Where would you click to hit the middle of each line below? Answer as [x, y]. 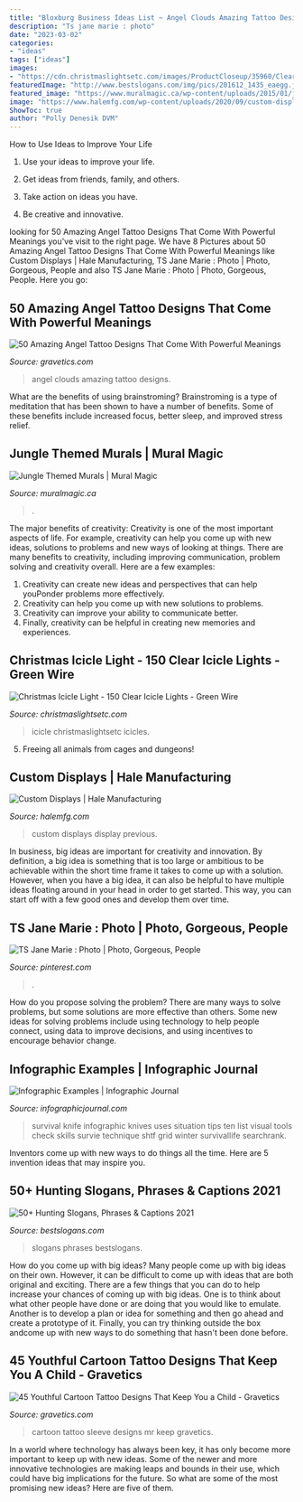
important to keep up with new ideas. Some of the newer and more [133, 1459]
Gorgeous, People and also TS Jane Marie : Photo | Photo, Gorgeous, [138, 270]
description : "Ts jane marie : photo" [82, 26]
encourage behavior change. [63, 1041]
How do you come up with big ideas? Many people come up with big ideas [148, 1265]
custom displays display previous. [94, 834]
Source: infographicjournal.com [69, 1108]
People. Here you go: [49, 280]
